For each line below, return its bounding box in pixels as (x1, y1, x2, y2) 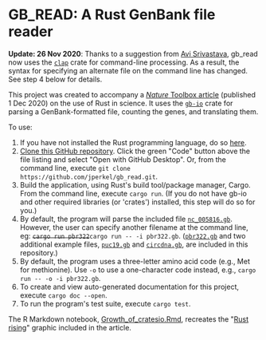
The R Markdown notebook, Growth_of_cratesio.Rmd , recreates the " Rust (8, 314, 249, 324)
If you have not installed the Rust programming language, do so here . (19, 137, 247, 147)
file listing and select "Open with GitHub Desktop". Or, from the (19, 154, 227, 164)
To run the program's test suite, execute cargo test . (19, 298, 191, 308)
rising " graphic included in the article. (8, 322, 131, 332)
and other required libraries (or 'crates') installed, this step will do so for (19, 197, 256, 207)
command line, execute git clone (19, 163, 131, 172)
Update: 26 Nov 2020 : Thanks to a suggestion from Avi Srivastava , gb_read (8, 49, 259, 58)
